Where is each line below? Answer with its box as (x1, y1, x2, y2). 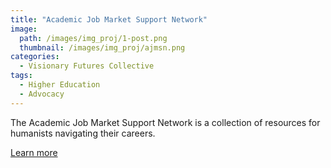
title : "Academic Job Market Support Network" (10, 14, 208, 25)
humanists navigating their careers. (10, 127, 156, 139)
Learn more (10, 146, 58, 158)
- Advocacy (19, 89, 65, 99)
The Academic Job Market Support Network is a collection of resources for (10, 116, 321, 128)
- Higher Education (19, 80, 101, 90)
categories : (10, 52, 60, 62)
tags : (10, 71, 33, 81)
